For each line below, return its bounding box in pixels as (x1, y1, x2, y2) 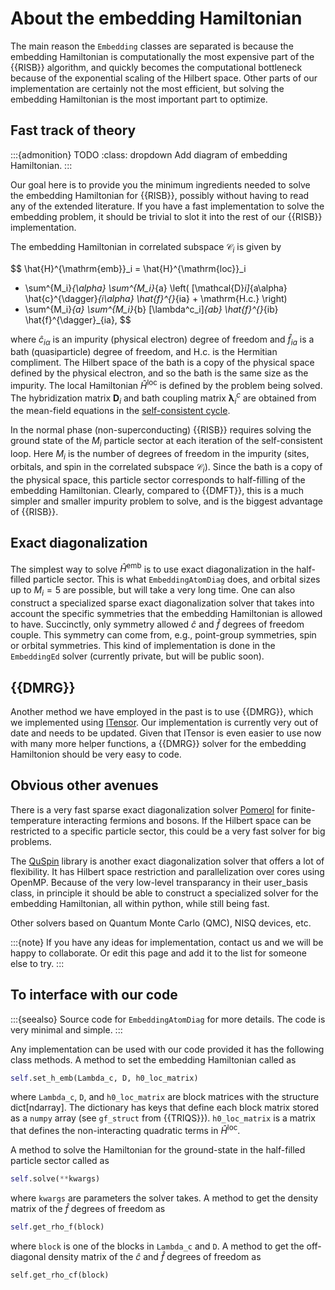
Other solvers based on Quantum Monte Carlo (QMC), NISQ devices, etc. (10, 917, 312, 929)
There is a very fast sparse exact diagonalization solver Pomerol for (10, 803, 289, 816)
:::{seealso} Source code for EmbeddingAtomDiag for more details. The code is (10, 1013, 326, 1025)
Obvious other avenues (10, 777, 159, 794)
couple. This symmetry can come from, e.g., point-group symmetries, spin (10, 629, 317, 641)
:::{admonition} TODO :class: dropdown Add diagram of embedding (10, 148, 288, 161)
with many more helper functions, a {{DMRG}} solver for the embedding (10, 737, 307, 749)
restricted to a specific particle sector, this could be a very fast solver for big (10, 825, 326, 837)
